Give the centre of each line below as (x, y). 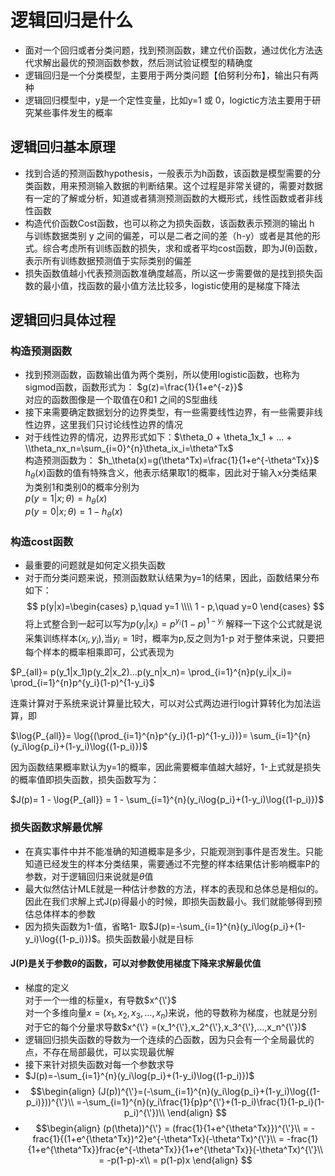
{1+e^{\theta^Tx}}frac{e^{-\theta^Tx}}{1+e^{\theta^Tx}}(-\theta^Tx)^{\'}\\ (175, 1149)
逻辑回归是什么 (72, 20)
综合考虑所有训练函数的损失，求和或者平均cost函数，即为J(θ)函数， (182, 248)
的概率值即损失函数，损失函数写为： (85, 780)
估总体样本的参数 (60, 913)
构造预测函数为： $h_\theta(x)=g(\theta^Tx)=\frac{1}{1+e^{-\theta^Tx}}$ (172, 460)
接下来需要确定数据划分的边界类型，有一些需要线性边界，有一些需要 (165, 412)
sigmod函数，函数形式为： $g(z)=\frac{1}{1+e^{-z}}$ (133, 387)
